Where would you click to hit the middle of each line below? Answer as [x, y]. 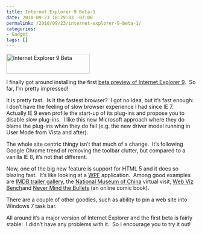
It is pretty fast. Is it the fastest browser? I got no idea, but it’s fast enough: [100, 100]
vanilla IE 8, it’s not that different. [47, 157]
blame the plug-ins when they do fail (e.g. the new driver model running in [98, 126]
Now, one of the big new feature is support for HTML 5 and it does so [93, 169]
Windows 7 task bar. [32, 206]
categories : [21, 29]
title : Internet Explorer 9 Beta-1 [51, 12]
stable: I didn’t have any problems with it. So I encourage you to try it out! [99, 224]
